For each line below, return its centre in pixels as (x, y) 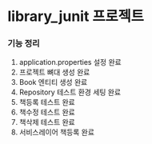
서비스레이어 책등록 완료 (57, 132)
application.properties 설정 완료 (70, 62)
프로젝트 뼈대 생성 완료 (54, 72)
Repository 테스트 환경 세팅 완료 (70, 92)
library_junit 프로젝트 (76, 16)
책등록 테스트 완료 (47, 102)
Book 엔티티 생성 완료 (53, 82)
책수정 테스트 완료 (47, 112)
